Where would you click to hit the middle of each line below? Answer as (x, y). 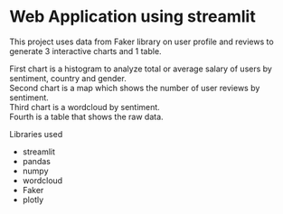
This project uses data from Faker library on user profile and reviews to (141, 42)
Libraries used (36, 134)
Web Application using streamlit (132, 17)
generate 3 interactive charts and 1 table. (85, 51)
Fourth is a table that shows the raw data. (87, 116)
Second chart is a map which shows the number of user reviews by (135, 88)
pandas (37, 161)
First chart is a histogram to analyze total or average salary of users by (141, 69)
